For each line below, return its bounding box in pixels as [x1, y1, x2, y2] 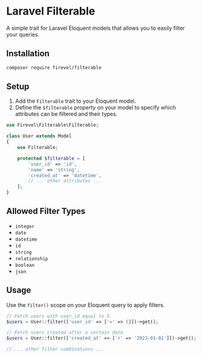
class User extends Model [6, 133, 72, 139]
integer [15, 223, 35, 229]
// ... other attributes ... [28, 178, 102, 184]
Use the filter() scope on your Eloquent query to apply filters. [6, 301, 165, 308]
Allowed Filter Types [6, 206, 86, 216]
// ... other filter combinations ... [6, 346, 104, 353]
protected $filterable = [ [17, 155, 86, 162]
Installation [6, 49, 50, 59]
